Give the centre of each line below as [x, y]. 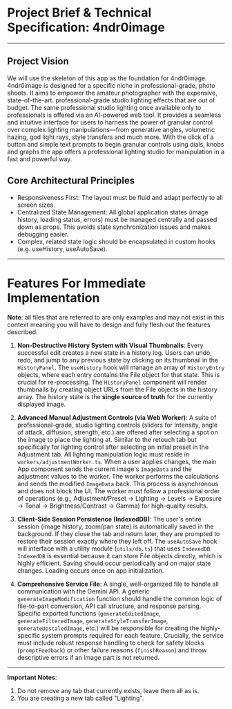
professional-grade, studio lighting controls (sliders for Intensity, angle [117, 425]
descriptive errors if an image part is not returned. [88, 657]
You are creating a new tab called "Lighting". [80, 698]
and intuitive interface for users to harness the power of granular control [110, 122]
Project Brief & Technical [79, 13]
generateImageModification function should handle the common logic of [119, 598]
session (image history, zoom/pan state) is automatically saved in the [115, 526]
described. [22, 332]
